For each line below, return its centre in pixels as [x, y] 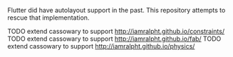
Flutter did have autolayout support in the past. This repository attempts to [116, 10]
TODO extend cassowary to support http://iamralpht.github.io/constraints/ [116, 31]
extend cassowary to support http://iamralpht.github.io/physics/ [101, 46]
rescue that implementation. [48, 18]
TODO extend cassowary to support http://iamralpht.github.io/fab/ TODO [114, 39]
